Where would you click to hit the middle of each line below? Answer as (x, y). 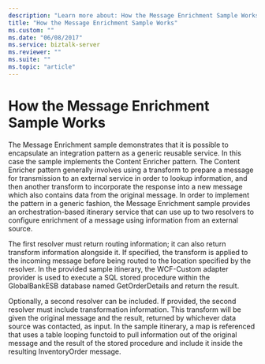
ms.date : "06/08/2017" (45, 38)
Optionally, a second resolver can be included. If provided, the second (122, 301)
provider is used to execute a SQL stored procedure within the (109, 277)
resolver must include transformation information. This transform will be (125, 310)
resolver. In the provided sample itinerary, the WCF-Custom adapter (118, 268)
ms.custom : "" (32, 30)
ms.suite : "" (30, 60)
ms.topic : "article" (42, 67)
